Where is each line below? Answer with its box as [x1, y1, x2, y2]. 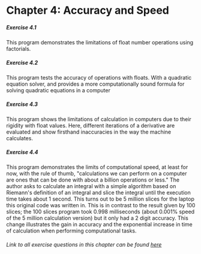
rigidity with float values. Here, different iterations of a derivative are [6, 122, 175, 129]
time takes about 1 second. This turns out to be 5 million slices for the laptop [6, 195, 195, 202]
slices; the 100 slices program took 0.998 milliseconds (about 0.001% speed [6, 208, 195, 216]
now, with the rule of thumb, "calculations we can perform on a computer [6, 170, 187, 177]
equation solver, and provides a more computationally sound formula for [6, 80, 185, 87]
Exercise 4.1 [6, 23, 37, 31]
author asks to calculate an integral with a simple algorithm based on [6, 183, 176, 190]
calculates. [6, 135, 33, 142]
